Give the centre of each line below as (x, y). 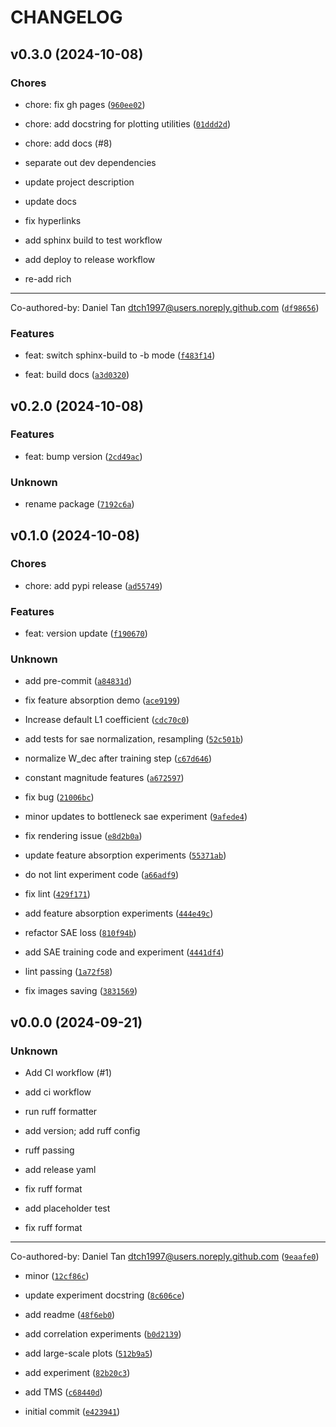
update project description (79, 182)
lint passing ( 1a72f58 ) (68, 972)
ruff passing (49, 1150)
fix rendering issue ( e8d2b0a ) (83, 836)
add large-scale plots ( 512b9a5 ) (88, 1353)
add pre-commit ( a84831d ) (78, 681)
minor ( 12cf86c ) (57, 1276)
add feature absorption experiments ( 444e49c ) (119, 913)
